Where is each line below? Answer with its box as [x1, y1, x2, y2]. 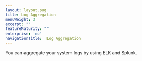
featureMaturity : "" [5, 26, 50, 32]
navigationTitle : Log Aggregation [5, 36, 81, 41]
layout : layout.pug [5, 7, 47, 13]
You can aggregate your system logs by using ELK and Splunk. [5, 49, 137, 56]
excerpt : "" [5, 21, 31, 27]
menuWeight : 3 [5, 17, 36, 22]
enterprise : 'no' [5, 31, 42, 36]
